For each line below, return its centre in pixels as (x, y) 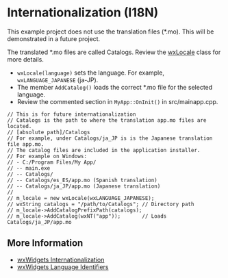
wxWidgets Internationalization (61, 260)
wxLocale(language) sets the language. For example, (90, 73)
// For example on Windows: (47, 156)
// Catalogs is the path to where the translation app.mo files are (107, 120)
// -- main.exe (29, 168)
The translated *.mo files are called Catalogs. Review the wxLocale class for (114, 52)
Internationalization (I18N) (83, 13)
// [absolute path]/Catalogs (49, 132)
